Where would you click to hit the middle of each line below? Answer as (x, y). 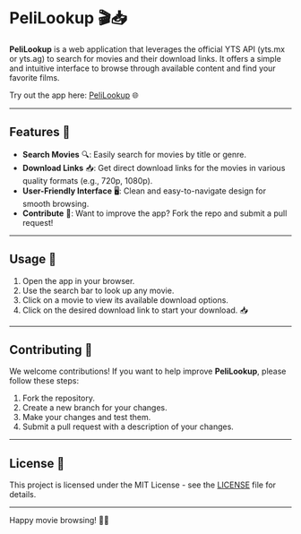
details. (23, 495)
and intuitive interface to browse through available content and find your (142, 68)
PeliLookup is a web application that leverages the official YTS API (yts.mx (147, 49)
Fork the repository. (59, 398)
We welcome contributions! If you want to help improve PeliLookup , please (148, 371)
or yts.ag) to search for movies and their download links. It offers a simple (146, 58)
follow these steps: (44, 381)
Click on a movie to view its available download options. (125, 300)
